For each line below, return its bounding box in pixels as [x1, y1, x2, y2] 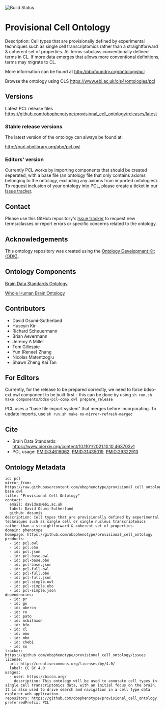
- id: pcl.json [9, 549, 41, 554]
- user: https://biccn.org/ [9, 675, 67, 679]
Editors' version [5, 156, 44, 162]
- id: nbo [9, 636, 29, 641]
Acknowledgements [5, 235, 68, 243]
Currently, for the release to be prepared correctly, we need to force [5, 387, 143, 392]
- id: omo [9, 631, 29, 636]
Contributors [5, 304, 46, 313]
